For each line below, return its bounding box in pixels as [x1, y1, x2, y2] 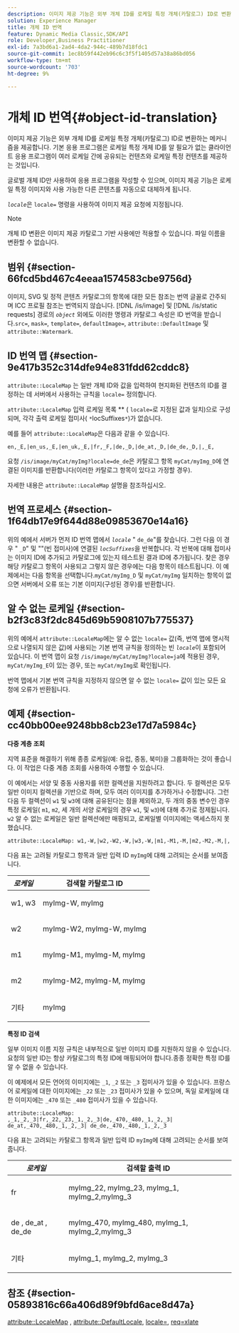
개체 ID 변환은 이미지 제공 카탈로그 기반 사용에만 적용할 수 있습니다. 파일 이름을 [7, 229, 226, 238]
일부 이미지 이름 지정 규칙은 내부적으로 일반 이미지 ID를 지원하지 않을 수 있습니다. [7, 1044, 232, 1053]
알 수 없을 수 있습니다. [7, 1062, 68, 1071]
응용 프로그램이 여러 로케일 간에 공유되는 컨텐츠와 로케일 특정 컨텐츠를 [14, 152, 208, 160]
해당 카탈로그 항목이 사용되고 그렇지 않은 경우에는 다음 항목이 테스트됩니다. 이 [7, 561, 222, 571]
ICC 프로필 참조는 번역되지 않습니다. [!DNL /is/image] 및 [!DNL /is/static [14, 301, 218, 310]
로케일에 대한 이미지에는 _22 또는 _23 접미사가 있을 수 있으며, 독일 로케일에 [14, 1086, 222, 1095]
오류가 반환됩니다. [20, 685, 70, 693]
